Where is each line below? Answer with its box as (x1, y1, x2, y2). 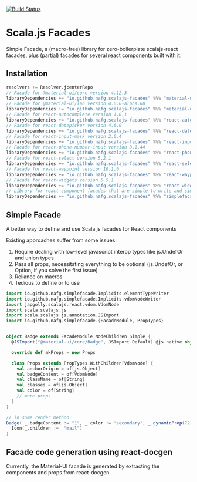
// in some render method (6, 414, 69, 420)
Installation (6, 69, 48, 79)
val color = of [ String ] (16, 387, 75, 393)
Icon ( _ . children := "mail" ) (11, 426, 83, 432)
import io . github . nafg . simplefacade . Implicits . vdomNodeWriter (6, 296, 161, 302)
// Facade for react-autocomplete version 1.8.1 (6, 112, 127, 117)
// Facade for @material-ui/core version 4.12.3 (6, 90, 127, 96)
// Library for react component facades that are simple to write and (6, 188, 182, 194)
